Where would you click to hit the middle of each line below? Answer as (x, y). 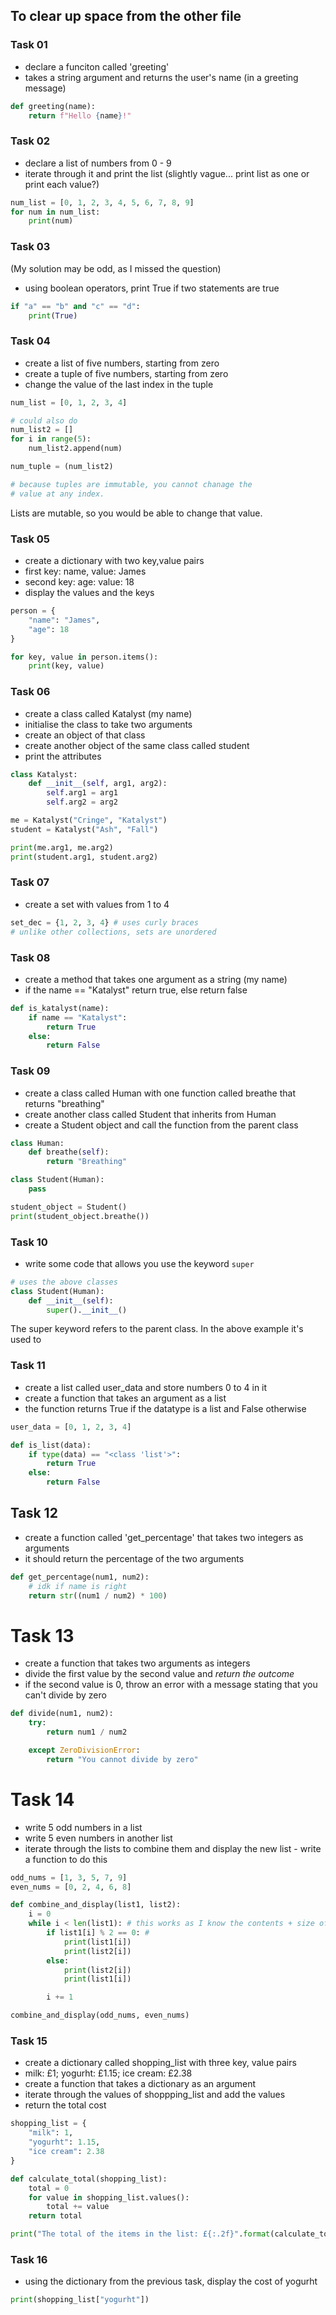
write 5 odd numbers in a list (83, 1827)
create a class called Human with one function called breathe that (160, 1093)
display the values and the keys (89, 592)
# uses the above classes (64, 1282)
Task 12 (34, 1513)
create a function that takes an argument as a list (125, 1398)
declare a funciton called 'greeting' (97, 66)
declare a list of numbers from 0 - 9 (98, 163)
